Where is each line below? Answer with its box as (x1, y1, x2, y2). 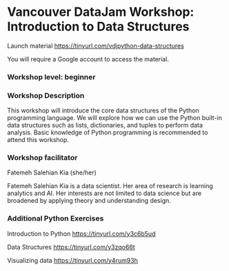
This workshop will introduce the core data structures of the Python (7, 106, 199, 114)
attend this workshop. (7, 136, 69, 144)
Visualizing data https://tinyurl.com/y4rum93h (7, 256, 138, 264)
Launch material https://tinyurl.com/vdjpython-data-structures (7, 41, 184, 50)
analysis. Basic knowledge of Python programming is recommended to (7, 128, 208, 137)
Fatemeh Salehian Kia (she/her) (7, 168, 97, 177)
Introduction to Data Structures (7, 19, 190, 34)
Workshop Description (7, 90, 85, 100)
